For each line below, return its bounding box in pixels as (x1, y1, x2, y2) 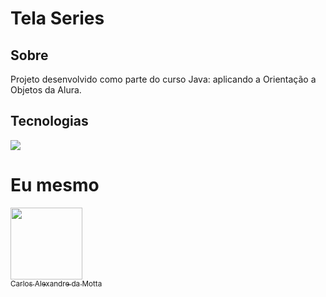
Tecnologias (10, 113, 89, 130)
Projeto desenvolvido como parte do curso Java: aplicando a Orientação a (10, 73, 317, 85)
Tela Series (10, 7, 105, 30)
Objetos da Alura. (10, 84, 82, 96)
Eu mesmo (10, 174, 100, 196)
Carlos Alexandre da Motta (10, 278, 103, 289)
